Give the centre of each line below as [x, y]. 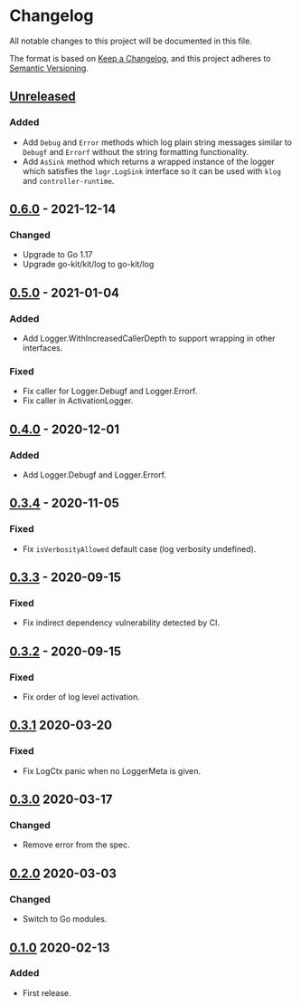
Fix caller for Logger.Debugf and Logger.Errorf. [110, 392]
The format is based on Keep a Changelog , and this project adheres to [140, 58]
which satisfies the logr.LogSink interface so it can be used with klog [152, 171]
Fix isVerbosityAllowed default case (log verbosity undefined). [139, 548]
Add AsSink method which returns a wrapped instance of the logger [149, 161]
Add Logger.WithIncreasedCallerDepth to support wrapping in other [149, 338]
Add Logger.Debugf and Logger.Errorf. [94, 474]
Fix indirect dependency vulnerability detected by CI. [121, 623]
